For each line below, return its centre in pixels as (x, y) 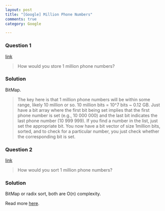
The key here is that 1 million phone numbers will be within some (84, 99)
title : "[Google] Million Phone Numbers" (49, 14)
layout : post (19, 10)
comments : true (21, 19)
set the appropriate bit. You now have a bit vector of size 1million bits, (89, 126)
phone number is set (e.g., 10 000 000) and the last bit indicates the (87, 115)
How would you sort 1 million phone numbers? (65, 170)
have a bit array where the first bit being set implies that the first (83, 110)
